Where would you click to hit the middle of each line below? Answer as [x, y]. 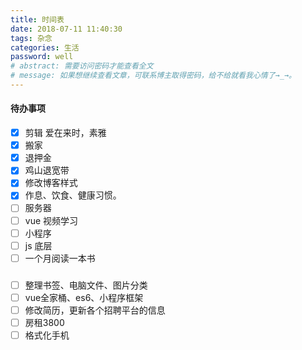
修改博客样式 [51, 183]
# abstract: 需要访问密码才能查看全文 [82, 66]
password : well [42, 57]
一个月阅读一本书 [60, 258]
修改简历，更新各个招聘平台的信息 [95, 310]
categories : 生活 [45, 47]
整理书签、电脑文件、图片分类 [86, 285]
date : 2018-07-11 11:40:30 [66, 29]
